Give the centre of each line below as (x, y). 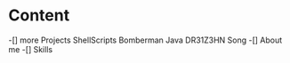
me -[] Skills (31, 49)
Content (39, 16)
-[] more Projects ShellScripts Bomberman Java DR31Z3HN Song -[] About (145, 40)
